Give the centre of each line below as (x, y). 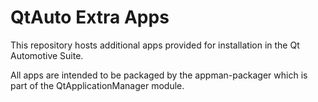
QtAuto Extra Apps (90, 17)
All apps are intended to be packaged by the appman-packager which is (159, 75)
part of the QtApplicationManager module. (97, 85)
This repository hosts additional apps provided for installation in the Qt (155, 45)
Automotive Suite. (47, 55)
